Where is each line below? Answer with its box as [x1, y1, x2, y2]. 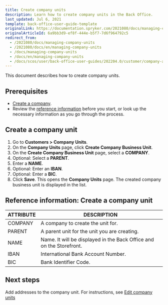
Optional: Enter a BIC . [12, 171, 57, 177]
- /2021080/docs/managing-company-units [9, 40, 95, 45]
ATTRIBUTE [7, 211, 36, 218]
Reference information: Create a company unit [5, 196, 153, 205]
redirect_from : [5, 36, 37, 41]
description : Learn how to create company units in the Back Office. [5, 12, 153, 17]
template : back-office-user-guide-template [5, 21, 97, 27]
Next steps [5, 276, 40, 284]
